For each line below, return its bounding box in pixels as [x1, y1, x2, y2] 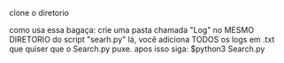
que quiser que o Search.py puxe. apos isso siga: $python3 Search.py [9, 43, 265, 54]
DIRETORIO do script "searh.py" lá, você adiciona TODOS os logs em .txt [9, 35, 275, 44]
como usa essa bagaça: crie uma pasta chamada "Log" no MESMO [9, 25, 255, 35]
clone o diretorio [9, 8, 69, 18]
